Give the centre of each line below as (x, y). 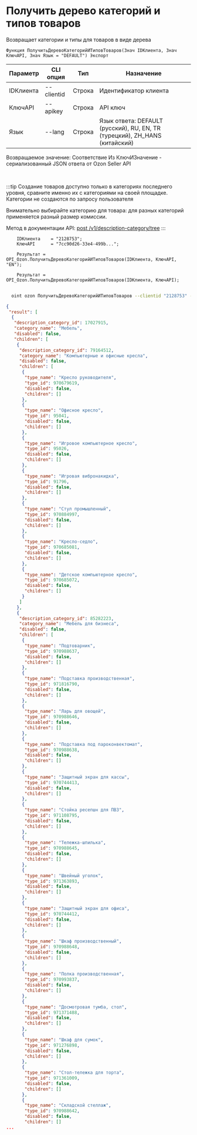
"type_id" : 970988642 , (52, 1111)
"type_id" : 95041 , (47, 416)
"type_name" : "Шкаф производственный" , (73, 941)
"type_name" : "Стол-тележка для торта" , (74, 1073)
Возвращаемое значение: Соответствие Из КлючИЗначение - (84, 157)
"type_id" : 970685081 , (52, 547)
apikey (54, 111)
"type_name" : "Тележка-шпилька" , (65, 843)
